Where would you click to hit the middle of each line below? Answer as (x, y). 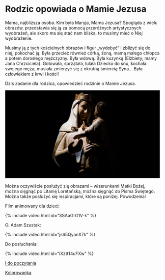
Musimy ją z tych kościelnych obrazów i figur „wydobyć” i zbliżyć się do (78, 48)
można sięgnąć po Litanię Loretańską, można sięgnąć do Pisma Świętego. (80, 191)
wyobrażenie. (19, 38)
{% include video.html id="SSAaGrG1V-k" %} (51, 216)
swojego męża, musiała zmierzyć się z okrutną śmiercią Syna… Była (74, 69)
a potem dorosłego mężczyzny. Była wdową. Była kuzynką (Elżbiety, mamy (81, 58)
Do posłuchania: (22, 244)
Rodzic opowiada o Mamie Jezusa (76, 9)
